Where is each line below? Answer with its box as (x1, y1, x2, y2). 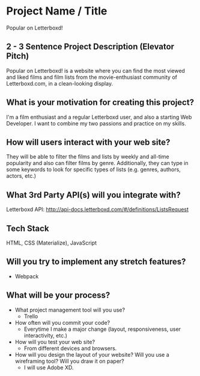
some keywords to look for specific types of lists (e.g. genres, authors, (6, 166, 181, 173)
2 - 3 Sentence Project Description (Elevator (6, 42, 175, 52)
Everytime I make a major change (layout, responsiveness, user (23, 325, 181, 333)
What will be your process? (6, 290, 111, 301)
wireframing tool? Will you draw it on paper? (14, 357, 124, 365)
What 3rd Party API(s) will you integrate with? (6, 190, 181, 200)
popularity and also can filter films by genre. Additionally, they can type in (6, 160, 189, 167)
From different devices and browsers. (23, 345, 117, 352)
